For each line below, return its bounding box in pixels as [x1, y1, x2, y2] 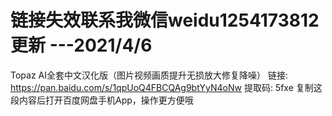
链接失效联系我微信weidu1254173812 [10, 9, 320, 32]
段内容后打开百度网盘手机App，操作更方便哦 [10, 94, 194, 106]
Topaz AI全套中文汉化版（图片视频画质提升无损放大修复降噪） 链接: [10, 69, 288, 81]
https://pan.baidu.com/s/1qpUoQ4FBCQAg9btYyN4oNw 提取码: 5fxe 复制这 [10, 81, 323, 93]
